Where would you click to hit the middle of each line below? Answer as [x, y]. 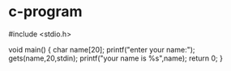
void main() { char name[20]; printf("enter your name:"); [102, 49]
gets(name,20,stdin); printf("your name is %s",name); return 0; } [115, 58]
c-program [45, 12]
